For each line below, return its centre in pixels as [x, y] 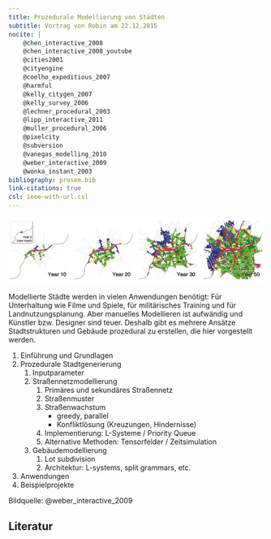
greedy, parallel [83, 416]
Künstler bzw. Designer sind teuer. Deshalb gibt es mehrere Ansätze [122, 323]
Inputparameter [58, 373]
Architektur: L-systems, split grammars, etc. [118, 468]
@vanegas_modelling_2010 [65, 154]
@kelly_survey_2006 [56, 103]
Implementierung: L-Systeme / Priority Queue [120, 433]
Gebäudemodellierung [69, 451]
